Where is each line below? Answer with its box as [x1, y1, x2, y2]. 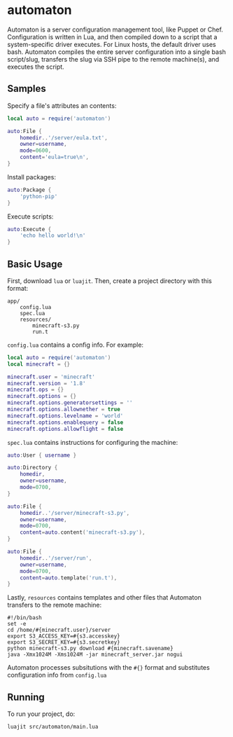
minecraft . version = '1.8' [7, 380, 86, 387]
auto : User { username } [7, 451, 77, 459]
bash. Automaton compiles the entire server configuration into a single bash [7, 48, 226, 56]
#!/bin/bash [7, 614, 42, 621]
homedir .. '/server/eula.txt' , [20, 134, 108, 142]
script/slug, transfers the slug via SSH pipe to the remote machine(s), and [7, 55, 220, 63]
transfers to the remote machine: [7, 601, 102, 609]
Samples [7, 83, 47, 95]
